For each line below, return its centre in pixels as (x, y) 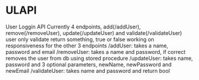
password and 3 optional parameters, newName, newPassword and (89, 64)
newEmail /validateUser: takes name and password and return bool (88, 71)
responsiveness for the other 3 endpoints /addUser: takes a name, (87, 46)
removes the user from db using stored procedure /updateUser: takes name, (99, 58)
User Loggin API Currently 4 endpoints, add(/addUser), (73, 27)
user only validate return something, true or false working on (80, 39)
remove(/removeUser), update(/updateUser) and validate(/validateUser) (94, 33)
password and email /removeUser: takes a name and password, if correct (96, 52)
